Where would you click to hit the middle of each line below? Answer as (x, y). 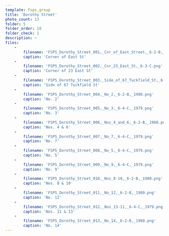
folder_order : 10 (23, 29)
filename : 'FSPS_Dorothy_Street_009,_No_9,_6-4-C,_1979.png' (89, 164)
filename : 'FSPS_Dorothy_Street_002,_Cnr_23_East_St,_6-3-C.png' (93, 66)
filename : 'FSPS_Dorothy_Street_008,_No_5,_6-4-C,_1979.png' (89, 151)
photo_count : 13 (22, 19)
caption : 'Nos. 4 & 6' (47, 127)
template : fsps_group (28, 10)
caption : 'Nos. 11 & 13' (49, 212)
